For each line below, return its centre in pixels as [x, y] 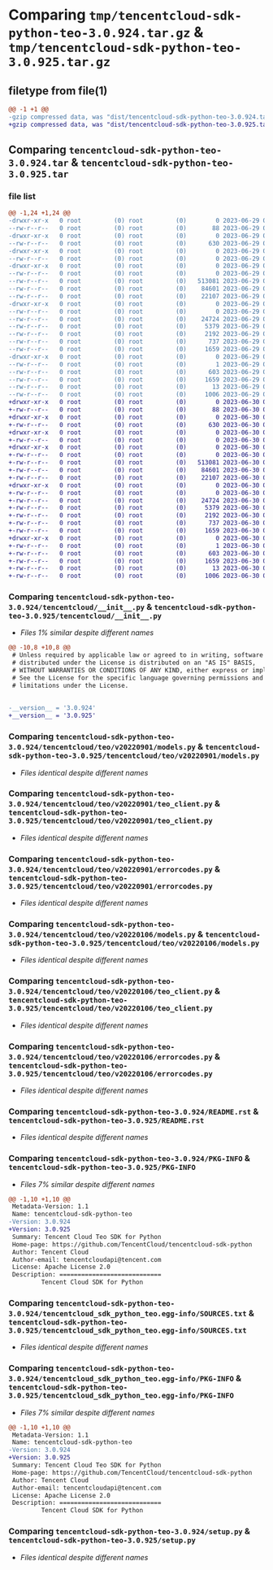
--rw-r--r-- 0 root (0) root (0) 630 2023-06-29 [134, 243]
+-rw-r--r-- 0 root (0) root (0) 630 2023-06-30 [134, 424]
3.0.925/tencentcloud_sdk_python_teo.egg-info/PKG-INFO [121, 1396]
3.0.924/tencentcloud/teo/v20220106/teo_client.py [110, 992]
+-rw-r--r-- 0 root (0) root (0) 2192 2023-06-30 [134, 515]
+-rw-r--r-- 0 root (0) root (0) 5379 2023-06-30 [134, 508]
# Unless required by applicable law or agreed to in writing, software [138, 655]
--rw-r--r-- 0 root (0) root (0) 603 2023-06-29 [134, 372]
